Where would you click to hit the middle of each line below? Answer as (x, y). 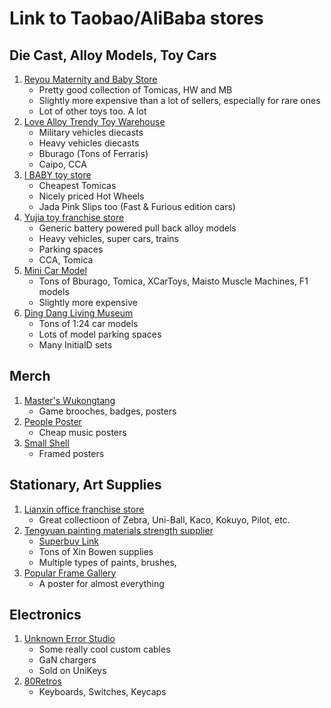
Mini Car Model (55, 270)
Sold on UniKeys (72, 671)
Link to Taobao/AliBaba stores (136, 18)
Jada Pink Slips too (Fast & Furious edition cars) (137, 206)
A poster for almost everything (101, 583)
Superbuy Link (68, 541)
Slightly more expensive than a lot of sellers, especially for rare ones (179, 100)
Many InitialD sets (75, 345)
